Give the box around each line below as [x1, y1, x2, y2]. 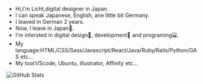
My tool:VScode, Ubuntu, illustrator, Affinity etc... [15, 60, 138, 66]
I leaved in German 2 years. [15, 18, 85, 25]
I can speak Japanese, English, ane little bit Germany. [15, 12, 150, 19]
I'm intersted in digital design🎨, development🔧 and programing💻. [15, 32, 180, 38]
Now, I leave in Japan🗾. [15, 24, 74, 32]
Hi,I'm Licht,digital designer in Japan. [15, 5, 109, 12]
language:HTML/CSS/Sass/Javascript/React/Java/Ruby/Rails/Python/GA [15, 47, 197, 54]
